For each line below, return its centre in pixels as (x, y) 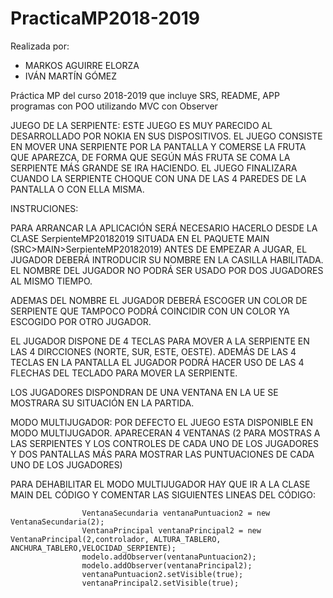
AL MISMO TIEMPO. (51, 281)
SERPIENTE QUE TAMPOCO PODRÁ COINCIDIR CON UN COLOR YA (150, 311)
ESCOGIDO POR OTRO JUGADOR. (81, 321)
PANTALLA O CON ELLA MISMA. (77, 189)
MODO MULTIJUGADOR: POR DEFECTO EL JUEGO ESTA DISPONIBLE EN (161, 422)
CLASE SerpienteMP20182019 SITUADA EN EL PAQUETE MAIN (140, 238)
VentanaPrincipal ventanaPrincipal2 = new (171, 530)
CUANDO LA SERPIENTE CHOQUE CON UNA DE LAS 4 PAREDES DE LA (158, 178)
